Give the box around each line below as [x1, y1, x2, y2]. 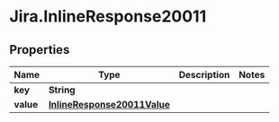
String [48, 83, 76, 96]
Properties [9, 42, 70, 57]
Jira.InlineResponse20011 [9, 6, 207, 27]
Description [178, 69, 230, 81]
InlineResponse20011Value [48, 99, 171, 110]
